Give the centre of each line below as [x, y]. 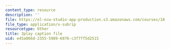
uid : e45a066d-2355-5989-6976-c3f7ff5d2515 [52, 39]
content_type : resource [31, 10]
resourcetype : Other [27, 29]
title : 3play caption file [34, 34]
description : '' [22, 15]
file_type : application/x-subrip [41, 24]
